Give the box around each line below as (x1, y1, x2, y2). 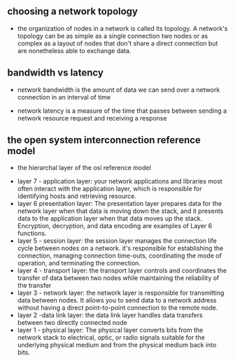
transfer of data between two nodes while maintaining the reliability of (17, 274, 220, 282)
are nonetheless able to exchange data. (17, 46, 131, 55)
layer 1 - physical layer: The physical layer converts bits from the (17, 326, 204, 335)
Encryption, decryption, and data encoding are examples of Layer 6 (17, 222, 213, 230)
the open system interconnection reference (7, 134, 201, 146)
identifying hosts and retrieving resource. (17, 192, 136, 200)
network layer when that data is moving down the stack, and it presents (17, 207, 224, 216)
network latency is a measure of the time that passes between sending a (17, 106, 227, 115)
